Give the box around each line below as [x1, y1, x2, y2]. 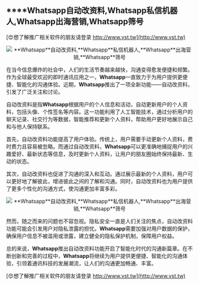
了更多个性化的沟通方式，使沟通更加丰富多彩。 [6, 185, 120, 192]
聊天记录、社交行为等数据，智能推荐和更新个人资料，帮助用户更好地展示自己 [6, 115, 193, 122]
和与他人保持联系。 [6, 123, 53, 130]
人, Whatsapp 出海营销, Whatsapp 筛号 [6, 17, 144, 27]
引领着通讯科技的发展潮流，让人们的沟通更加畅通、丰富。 [16, 260, 157, 267]
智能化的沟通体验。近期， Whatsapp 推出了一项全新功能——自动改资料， [16, 80, 194, 88]
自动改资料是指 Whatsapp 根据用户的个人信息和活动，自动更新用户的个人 [6, 101, 183, 108]
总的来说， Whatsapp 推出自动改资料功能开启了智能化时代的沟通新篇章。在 [6, 245, 188, 252]
